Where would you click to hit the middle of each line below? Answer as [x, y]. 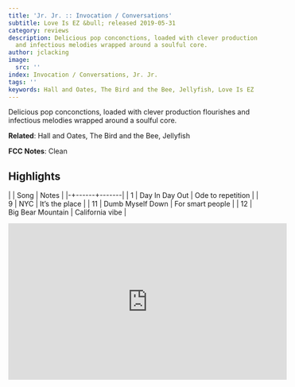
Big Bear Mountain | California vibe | [68, 212]
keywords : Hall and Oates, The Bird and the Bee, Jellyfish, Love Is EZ [131, 89]
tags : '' [23, 82]
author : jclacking [39, 52]
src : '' [28, 68]
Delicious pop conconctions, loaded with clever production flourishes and [129, 112]
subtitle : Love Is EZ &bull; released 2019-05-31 [92, 23]
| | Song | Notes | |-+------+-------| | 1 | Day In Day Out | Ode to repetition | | [134, 195]
